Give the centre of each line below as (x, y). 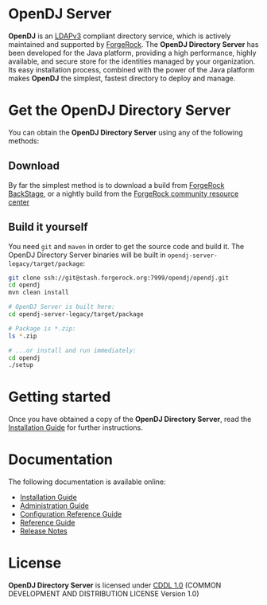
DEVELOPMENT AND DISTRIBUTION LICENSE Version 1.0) (104, 594)
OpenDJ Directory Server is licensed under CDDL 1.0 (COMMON (115, 585)
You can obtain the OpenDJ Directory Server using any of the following (126, 132)
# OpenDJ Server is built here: (62, 307)
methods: (24, 141)
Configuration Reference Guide (71, 514)
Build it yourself (48, 227)
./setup (21, 365)
